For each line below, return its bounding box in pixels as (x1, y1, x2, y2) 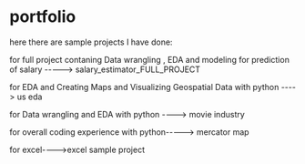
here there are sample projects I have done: (9, 36, 173, 47)
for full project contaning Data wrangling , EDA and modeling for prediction (9, 54, 290, 65)
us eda (16, 91, 43, 102)
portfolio (9, 6, 76, 27)
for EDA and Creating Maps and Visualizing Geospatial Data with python (9, 81, 280, 92)
